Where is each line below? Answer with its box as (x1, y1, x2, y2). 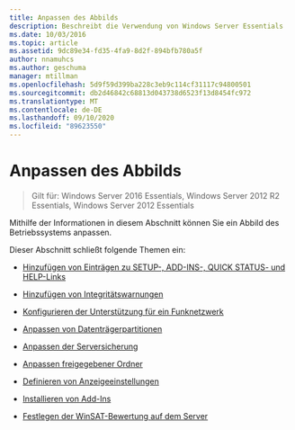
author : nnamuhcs (9, 55, 75, 64)
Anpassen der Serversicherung (22, 341, 139, 352)
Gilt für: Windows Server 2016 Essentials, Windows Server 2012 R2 (31, 190, 281, 201)
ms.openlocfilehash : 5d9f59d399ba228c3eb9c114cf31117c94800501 (9, 80, 252, 89)
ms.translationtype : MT (9, 96, 99, 106)
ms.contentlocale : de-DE (9, 105, 103, 114)
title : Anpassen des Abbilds (9, 13, 119, 22)
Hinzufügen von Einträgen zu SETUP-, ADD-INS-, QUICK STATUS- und (22, 262, 286, 273)
